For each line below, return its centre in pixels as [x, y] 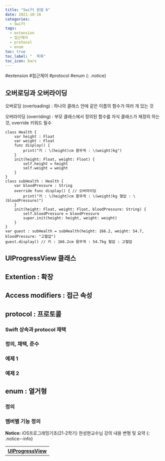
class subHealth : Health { [34, 181]
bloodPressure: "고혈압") [30, 237]
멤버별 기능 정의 [23, 421]
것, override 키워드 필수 [28, 123]
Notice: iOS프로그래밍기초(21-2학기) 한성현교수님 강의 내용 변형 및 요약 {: [77, 433]
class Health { [21, 132]
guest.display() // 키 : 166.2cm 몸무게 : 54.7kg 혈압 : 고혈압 [69, 242]
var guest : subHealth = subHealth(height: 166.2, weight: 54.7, [74, 231]
